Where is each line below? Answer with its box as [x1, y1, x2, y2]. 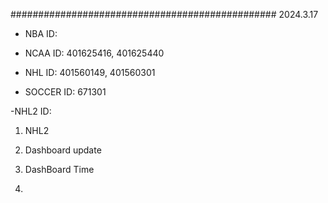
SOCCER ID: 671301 [24, 86, 107, 98]
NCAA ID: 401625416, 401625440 [24, 47, 165, 59]
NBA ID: [24, 28, 58, 39]
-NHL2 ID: [10, 105, 52, 117]
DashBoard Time [24, 164, 95, 175]
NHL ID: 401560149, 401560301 [24, 67, 156, 78]
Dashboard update [24, 144, 102, 156]
